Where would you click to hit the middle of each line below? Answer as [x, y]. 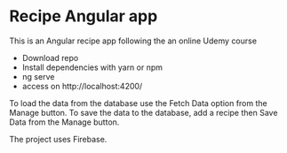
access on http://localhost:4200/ [82, 86]
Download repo [50, 57]
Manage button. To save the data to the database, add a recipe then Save [143, 112]
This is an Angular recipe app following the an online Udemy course [133, 41]
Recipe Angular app [84, 16]
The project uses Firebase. [58, 139]
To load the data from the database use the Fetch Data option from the [139, 103]
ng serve [38, 76]
